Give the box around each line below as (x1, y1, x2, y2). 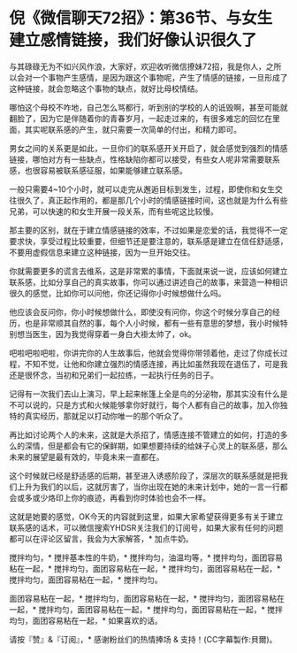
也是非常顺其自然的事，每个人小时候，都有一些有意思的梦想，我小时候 (24, 318, 280, 328)
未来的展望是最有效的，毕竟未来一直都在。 (9, 451, 164, 462)
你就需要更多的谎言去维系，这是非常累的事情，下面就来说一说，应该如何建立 (9, 265, 288, 276)
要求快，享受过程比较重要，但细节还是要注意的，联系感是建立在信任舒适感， (9, 235, 288, 246)
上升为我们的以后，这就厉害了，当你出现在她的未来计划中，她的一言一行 (16, 481, 280, 492)
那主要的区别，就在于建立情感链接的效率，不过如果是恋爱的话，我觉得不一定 (9, 225, 288, 235)
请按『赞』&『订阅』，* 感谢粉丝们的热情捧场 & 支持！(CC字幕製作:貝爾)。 (9, 634, 278, 644)
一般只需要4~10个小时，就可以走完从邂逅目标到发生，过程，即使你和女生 (9, 183, 276, 195)
